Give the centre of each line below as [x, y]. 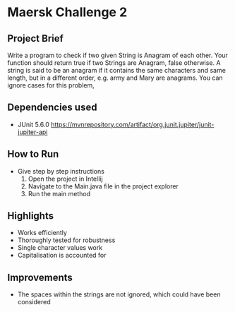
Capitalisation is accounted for [62, 256]
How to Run [33, 154]
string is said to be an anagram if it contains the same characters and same [116, 70]
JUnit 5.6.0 [33, 124]
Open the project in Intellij [66, 179]
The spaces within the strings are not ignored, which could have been [119, 294]
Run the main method [59, 193]
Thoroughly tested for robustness [66, 240]
